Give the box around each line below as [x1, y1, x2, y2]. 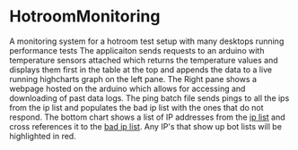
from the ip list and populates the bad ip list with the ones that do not [9, 102, 264, 112]
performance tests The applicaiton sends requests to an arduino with [9, 45, 265, 55]
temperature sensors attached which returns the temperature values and [9, 54, 278, 65]
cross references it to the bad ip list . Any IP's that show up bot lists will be [9, 121, 283, 131]
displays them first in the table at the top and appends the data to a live [9, 64, 272, 75]
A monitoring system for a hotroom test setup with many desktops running [9, 36, 285, 46]
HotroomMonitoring [9, 6, 161, 27]
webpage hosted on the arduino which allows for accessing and [9, 83, 246, 94]
